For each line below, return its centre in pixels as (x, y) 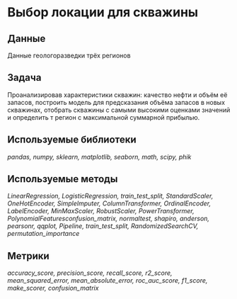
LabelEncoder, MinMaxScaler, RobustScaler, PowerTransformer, (101, 211)
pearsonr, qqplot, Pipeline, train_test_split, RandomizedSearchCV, (103, 226)
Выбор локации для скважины (103, 12)
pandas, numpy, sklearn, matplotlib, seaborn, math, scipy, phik (99, 157)
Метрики (28, 256)
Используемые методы (63, 179)
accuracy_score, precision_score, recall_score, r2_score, (90, 273)
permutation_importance (44, 234)
